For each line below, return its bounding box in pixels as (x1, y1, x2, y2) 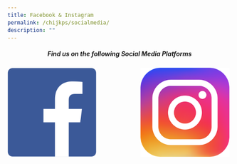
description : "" (7, 26, 56, 34)
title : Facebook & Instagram (7, 11, 94, 19)
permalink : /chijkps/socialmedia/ (7, 19, 110, 26)
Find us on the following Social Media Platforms (47, 49, 192, 58)
